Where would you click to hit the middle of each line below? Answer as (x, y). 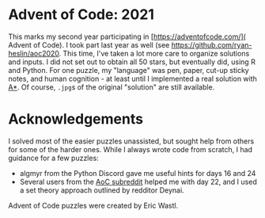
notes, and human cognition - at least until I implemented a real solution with (132, 78)
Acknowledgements (76, 119)
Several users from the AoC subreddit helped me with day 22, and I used (138, 182)
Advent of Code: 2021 (81, 15)
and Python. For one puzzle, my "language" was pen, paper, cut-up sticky (129, 70)
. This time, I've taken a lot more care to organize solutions (154, 53)
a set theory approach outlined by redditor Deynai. (102, 190)
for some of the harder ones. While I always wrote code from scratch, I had (131, 149)
